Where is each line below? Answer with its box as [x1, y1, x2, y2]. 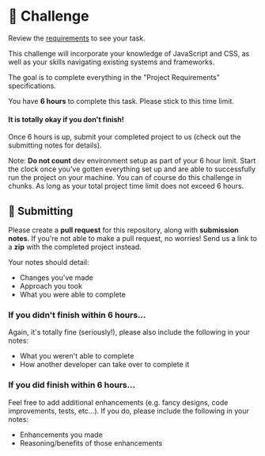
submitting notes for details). [8, 140, 102, 150]
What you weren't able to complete [19, 351, 134, 361]
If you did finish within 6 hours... [8, 380, 136, 391]
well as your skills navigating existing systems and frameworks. [8, 57, 215, 67]
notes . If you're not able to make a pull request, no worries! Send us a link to [8, 233, 257, 243]
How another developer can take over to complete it [19, 360, 190, 370]
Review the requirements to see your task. [8, 33, 146, 43]
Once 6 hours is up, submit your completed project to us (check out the [8, 132, 241, 142]
